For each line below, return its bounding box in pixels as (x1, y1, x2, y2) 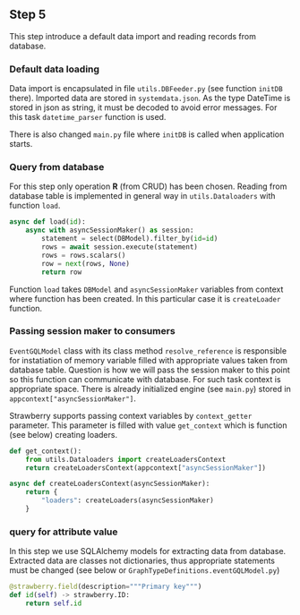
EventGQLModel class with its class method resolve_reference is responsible (9, 345, 287, 356)
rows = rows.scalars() (41, 251, 126, 260)
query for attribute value (9, 525, 118, 538)
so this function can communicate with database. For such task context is (9, 373, 281, 384)
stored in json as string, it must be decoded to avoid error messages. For (9, 102, 278, 113)
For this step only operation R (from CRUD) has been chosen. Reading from (9, 181, 287, 192)
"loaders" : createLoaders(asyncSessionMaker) (41, 496, 215, 505)
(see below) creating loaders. (9, 429, 118, 440)
